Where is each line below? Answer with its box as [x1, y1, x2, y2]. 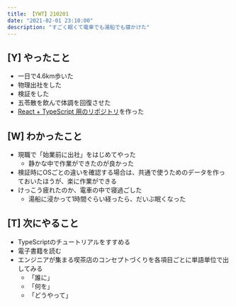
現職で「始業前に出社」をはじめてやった [17, 151, 136, 158]
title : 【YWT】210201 [7, 10, 69, 18]
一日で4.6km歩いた [17, 72, 74, 80]
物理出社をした [17, 81, 62, 89]
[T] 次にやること [7, 217, 79, 229]
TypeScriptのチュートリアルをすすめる [17, 237, 131, 246]
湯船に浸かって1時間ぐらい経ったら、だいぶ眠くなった [28, 195, 186, 203]
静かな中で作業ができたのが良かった [28, 159, 135, 168]
